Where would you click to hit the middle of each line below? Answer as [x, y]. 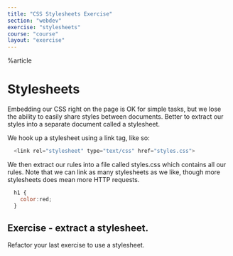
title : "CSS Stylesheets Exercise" [60, 14]
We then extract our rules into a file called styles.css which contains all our [117, 164]
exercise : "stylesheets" [44, 27]
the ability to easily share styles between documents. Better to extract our [115, 117]
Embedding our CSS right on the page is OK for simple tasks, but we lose [114, 109]
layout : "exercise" [36, 41]
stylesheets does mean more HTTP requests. [74, 179]
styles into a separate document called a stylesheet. [84, 124]
